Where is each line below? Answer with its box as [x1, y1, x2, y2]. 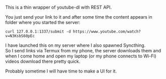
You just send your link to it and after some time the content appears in [5, 14, 152, 20]
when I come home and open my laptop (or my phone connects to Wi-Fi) [5, 53, 156, 59]
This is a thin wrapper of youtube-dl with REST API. [5, 5, 112, 10]
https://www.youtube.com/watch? [73, 29, 141, 34]
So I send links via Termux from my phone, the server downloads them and [5, 48, 161, 53]
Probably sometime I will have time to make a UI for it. [5, 68, 117, 74]
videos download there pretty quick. [5, 58, 81, 64]
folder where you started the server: [5, 20, 81, 25]
